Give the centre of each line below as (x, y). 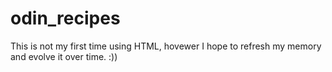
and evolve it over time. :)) (64, 56)
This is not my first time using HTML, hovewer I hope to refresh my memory (166, 46)
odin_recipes (65, 18)
